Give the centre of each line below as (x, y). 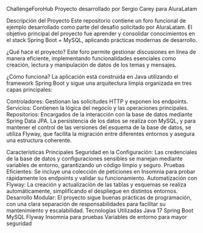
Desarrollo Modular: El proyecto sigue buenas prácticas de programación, (99, 197)
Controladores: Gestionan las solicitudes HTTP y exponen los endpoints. (97, 101)
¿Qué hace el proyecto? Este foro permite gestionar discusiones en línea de (101, 52)
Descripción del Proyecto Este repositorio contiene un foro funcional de (96, 20)
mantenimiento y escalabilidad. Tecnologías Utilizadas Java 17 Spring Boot (100, 210)
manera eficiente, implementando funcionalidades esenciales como (91, 58)
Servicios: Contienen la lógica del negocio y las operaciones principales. (98, 108)
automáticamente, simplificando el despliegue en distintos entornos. (92, 191)
